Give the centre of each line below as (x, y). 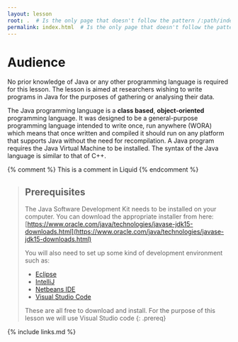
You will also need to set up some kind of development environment (124, 253)
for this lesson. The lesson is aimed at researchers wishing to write (105, 89)
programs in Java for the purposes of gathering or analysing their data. (111, 97)
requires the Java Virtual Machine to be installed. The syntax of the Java (113, 148)
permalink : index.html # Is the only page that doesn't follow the (110, 27)
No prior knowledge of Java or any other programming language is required (118, 82)
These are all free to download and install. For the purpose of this (120, 311)
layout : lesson (30, 14)
